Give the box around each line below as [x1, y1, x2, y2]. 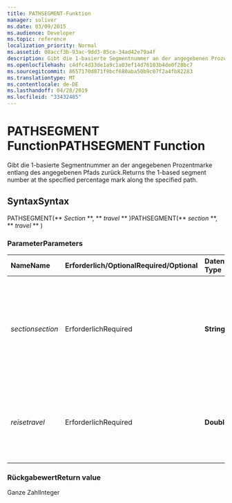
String [204, 324, 226, 334]
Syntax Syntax [7, 196, 70, 207]
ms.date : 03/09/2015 [7, 23, 67, 30]
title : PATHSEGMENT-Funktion [7, 10, 91, 17]
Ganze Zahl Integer [7, 488, 60, 497]
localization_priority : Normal [7, 42, 97, 49]
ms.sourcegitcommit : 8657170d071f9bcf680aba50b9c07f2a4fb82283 [7, 68, 193, 75]
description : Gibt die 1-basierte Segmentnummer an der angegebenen [7, 55, 209, 62]
